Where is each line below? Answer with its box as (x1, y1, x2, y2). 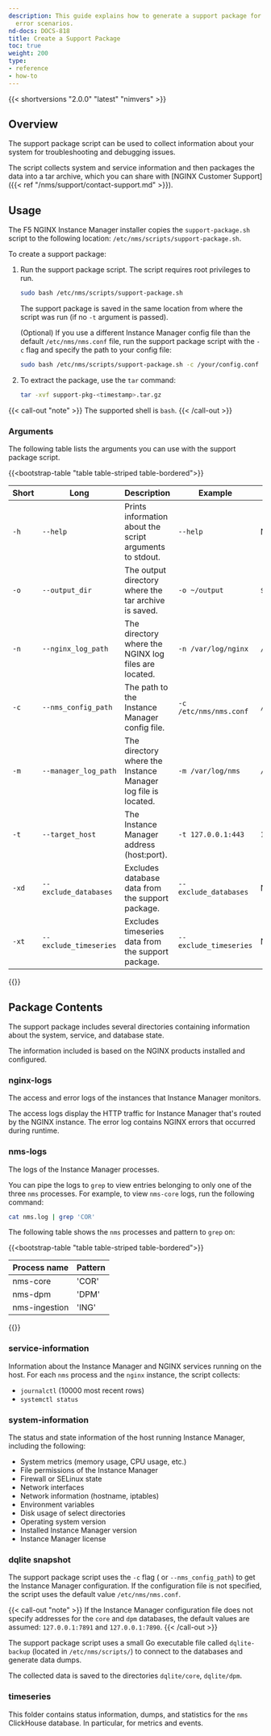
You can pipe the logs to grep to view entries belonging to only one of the (8, 1180, 252, 1189)
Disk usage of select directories (19, 1508, 126, 1518)
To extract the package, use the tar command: (19, 375, 176, 384)
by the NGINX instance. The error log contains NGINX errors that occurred (8, 1117, 256, 1127)
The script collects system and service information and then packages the (8, 163, 256, 173)
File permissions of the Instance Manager (19, 1466, 159, 1475)
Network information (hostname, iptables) (19, 1491, 160, 1501)
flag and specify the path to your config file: (25, 345, 172, 355)
